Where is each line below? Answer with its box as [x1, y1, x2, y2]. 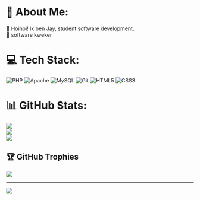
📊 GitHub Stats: [6, 99, 87, 112]
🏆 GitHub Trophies [6, 152, 79, 162]
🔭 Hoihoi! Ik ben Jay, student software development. [6, 25, 135, 32]
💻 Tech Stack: [6, 53, 80, 67]
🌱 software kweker [6, 31, 52, 38]
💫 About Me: [6, 5, 69, 19]
